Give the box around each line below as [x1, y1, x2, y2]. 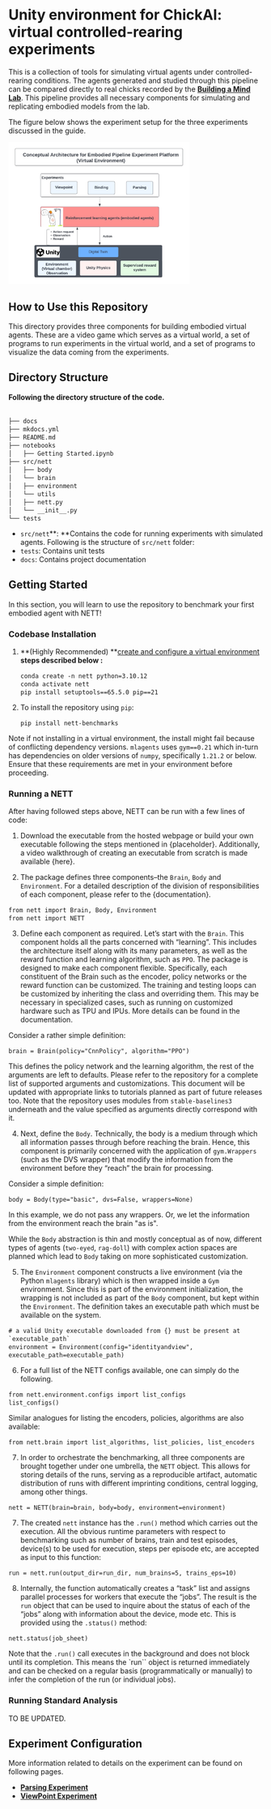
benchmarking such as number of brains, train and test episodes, [19, 1535, 239, 1545]
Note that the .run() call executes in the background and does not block [8, 1648, 250, 1659]
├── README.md [8, 433, 57, 441]
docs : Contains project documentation [19, 554, 146, 564]
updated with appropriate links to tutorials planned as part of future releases [8, 1087, 263, 1097]
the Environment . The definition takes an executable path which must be [19, 1301, 260, 1311]
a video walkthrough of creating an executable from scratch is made [19, 848, 248, 858]
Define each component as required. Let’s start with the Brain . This [19, 928, 244, 938]
